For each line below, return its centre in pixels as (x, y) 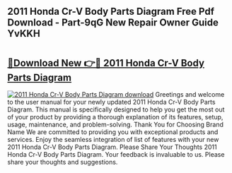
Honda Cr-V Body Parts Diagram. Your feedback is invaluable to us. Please (116, 154)
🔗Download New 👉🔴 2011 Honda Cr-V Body (106, 63)
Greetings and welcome (190, 94)
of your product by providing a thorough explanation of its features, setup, (115, 117)
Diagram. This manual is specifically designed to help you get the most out (116, 109)
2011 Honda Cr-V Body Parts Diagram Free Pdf (111, 12)
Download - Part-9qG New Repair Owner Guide (113, 23)
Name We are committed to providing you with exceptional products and (113, 132)
